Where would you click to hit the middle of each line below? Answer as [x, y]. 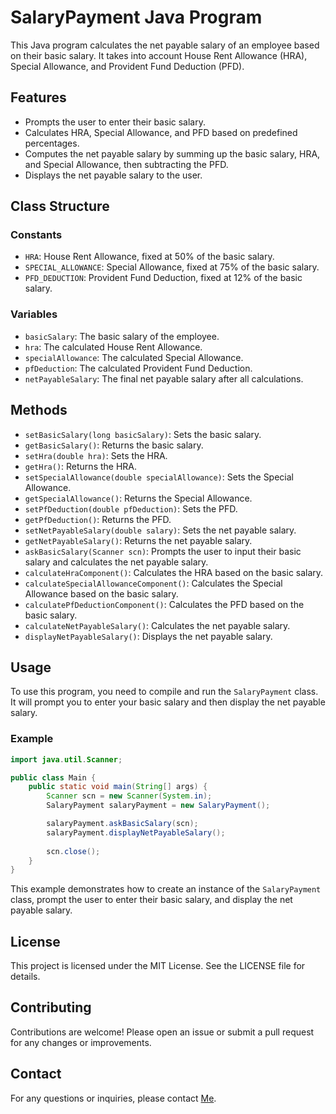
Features [38, 97]
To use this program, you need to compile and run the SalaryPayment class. [164, 692]
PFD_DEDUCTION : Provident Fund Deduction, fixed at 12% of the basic [163, 278]
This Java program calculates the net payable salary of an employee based [165, 45]
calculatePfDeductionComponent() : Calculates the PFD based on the [164, 604]
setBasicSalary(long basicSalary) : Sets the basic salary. [143, 434]
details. [25, 977]
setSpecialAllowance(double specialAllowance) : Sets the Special [159, 477]
